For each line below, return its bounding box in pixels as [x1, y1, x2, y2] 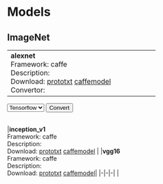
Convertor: [10, 85, 45, 95]
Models [7, 4, 51, 20]
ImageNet [7, 32, 50, 43]
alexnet [10, 51, 36, 60]
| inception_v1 [7, 125, 46, 133]
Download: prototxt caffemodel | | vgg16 [7, 147, 120, 155]
